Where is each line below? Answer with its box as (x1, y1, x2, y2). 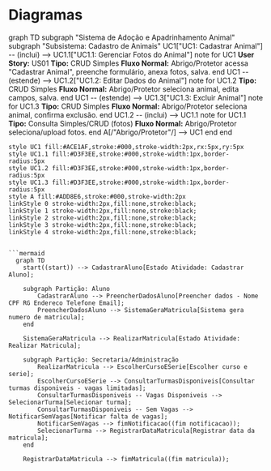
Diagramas (8, 6, 83, 24)
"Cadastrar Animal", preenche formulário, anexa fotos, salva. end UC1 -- (8, 66, 249, 76)
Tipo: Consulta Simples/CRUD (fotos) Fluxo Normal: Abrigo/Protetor (8, 118, 237, 128)
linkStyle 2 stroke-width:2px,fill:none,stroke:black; (8, 213, 197, 222)
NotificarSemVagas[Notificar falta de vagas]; (8, 412, 168, 421)
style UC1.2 (8, 164, 49, 172)
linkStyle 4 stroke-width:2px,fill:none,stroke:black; (8, 228, 197, 236)
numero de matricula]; (8, 313, 85, 321)
